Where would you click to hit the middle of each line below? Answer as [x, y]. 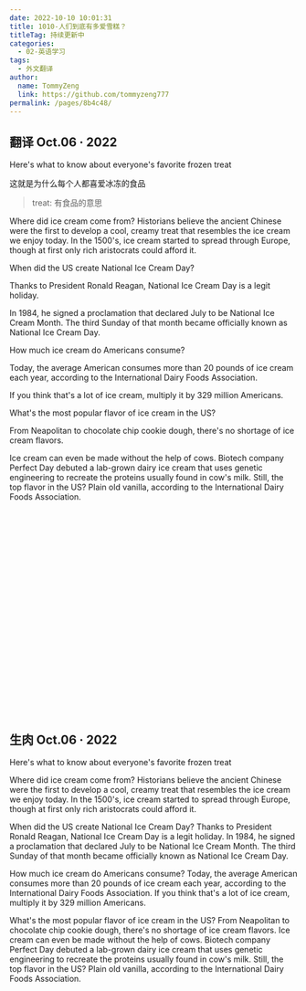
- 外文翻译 [36, 69]
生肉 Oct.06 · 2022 [63, 739]
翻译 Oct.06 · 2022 [63, 142]
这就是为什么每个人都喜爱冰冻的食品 [78, 184]
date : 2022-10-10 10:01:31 [61, 18]
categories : [32, 43]
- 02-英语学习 [42, 52]
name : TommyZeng [48, 86]
